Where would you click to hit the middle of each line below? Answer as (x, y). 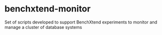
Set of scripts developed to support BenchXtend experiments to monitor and (81, 22)
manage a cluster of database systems (43, 27)
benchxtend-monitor (48, 9)
